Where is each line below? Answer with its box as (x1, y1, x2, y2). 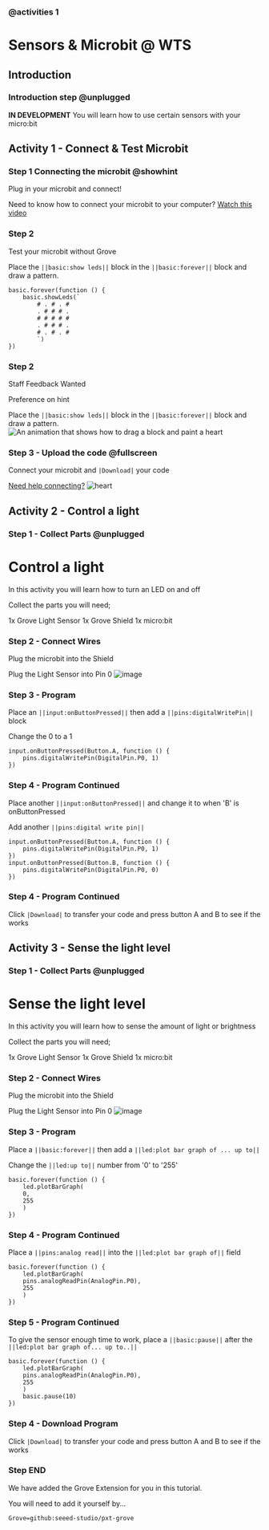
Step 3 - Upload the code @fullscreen (8, 448, 158, 458)
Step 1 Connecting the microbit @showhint (8, 166, 179, 177)
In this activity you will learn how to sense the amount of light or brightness (8, 1021, 256, 1031)
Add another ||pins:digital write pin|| (8, 822, 145, 832)
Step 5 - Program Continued (8, 1317, 120, 1328)
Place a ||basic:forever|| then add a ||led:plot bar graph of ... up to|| (8, 1144, 260, 1154)
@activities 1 (8, 6, 59, 18)
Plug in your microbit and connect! (8, 184, 122, 194)
